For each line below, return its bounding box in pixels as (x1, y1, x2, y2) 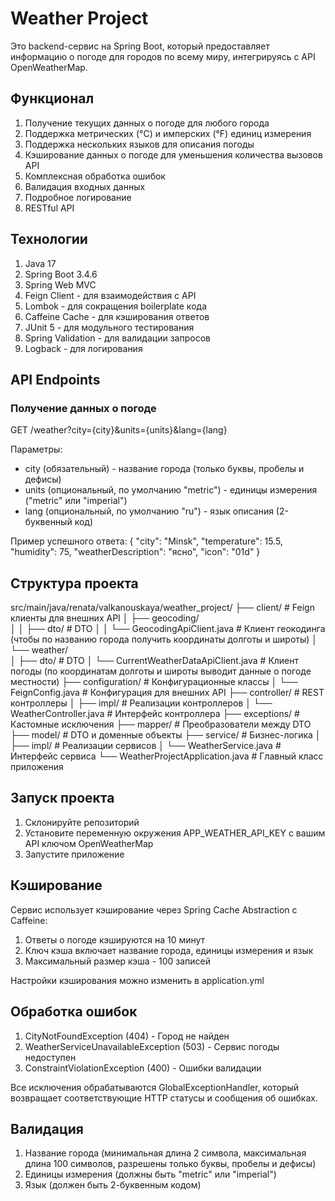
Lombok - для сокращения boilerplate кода (24, 300, 207, 312)
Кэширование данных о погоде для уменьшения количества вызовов (24, 148, 323, 161)
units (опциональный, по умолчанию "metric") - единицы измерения (24, 484, 318, 496)
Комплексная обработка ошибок (24, 170, 166, 182)
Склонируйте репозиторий (24, 816, 140, 828)
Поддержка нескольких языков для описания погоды (24, 138, 255, 150)
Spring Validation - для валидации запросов (24, 332, 211, 344)
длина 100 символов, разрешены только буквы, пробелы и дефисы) (24, 1158, 317, 1170)
